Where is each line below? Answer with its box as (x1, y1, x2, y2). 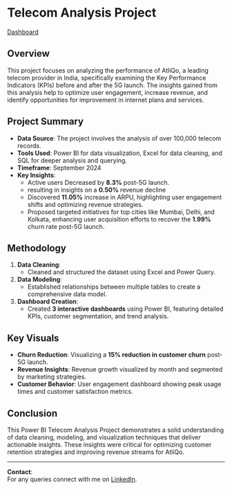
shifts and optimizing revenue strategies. (27, 200, 144, 208)
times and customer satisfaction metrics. (17, 388, 133, 396)
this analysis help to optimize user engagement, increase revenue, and (7, 88, 209, 96)
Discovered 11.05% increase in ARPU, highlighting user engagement (27, 192, 222, 201)
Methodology (7, 242, 67, 254)
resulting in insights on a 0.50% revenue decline (27, 185, 166, 194)
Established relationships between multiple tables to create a (27, 282, 201, 291)
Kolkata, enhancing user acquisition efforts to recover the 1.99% (27, 215, 211, 223)
